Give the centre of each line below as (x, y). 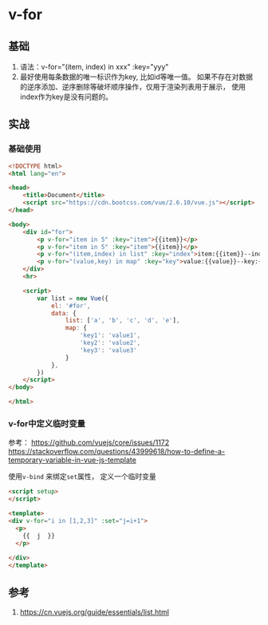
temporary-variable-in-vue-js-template (73, 460)
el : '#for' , (71, 306)
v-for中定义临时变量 (47, 423)
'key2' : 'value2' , (110, 343)
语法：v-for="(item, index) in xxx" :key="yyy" (94, 67)
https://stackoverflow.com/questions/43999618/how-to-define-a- (117, 452)
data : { (64, 313)
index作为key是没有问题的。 (66, 97)
